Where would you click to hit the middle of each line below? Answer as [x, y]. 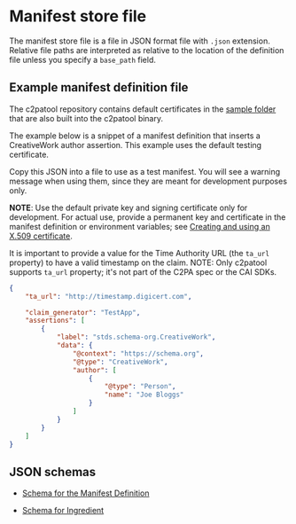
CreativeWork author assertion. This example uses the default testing [136, 145]
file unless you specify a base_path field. [83, 59]
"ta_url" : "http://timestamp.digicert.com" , [109, 296]
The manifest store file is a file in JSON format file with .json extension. [140, 41]
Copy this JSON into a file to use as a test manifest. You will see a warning [145, 171]
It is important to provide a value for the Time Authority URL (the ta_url [140, 253]
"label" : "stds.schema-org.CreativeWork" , [136, 337]
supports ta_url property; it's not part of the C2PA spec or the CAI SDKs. [143, 271]
